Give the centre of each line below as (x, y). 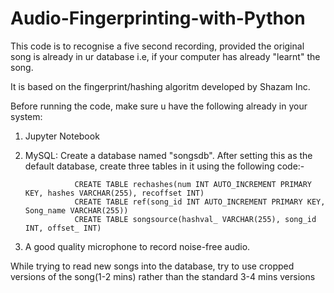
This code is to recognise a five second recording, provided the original (157, 46)
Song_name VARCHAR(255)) (76, 210)
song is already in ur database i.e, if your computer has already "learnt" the (165, 56)
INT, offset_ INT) (63, 228)
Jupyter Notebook (62, 136)
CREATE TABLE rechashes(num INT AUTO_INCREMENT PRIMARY (193, 184)
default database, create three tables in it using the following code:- (164, 166)
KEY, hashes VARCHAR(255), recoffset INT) (114, 193)
